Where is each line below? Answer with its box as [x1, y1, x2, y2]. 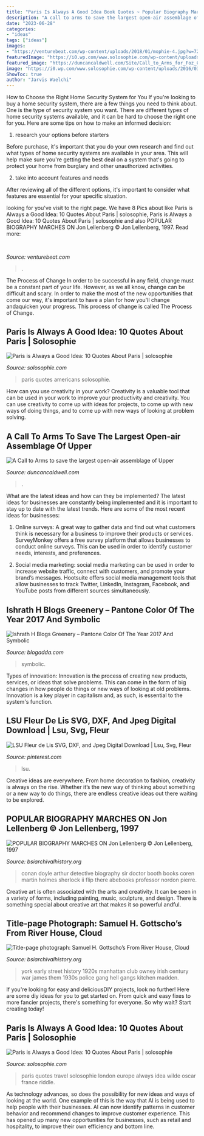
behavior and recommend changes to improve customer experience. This [6, 1110, 190, 1117]
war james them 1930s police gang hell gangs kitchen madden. [21, 974, 179, 981]
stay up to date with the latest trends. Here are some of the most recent [6, 505, 185, 513]
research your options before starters [15, 131, 109, 139]
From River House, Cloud [6, 928, 103, 938]
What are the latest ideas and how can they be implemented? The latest [6, 493, 186, 500]
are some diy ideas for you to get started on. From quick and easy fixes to [6, 992, 191, 1000]
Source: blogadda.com [6, 648, 64, 656]
